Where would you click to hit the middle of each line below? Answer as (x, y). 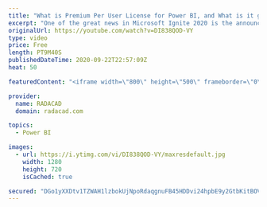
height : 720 (42, 169)
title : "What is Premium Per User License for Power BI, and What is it (131, 16)
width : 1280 (42, 162)
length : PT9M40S (35, 53)
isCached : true (48, 177)
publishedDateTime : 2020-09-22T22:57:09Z (78, 61)
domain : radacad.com (49, 111)
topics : (21, 125)
